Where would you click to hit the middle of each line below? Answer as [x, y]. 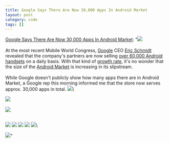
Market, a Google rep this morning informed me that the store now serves [83, 83]
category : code [22, 19]
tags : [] [15, 24]
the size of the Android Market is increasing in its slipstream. [69, 67]
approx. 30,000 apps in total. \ [40, 89]
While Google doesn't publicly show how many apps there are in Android [82, 78]
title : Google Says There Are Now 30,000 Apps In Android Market [76, 10]
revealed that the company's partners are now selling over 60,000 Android [84, 56]
